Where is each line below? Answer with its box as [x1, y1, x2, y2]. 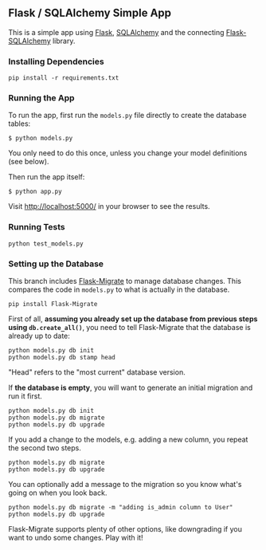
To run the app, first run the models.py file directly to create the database [8, 111, 247, 120]
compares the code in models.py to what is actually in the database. [8, 285, 230, 294]
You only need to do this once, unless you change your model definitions [8, 148, 248, 158]
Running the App [8, 92, 75, 104]
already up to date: [8, 331, 70, 340]
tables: [8, 119, 31, 128]
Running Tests [8, 222, 65, 233]
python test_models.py [8, 239, 84, 248]
